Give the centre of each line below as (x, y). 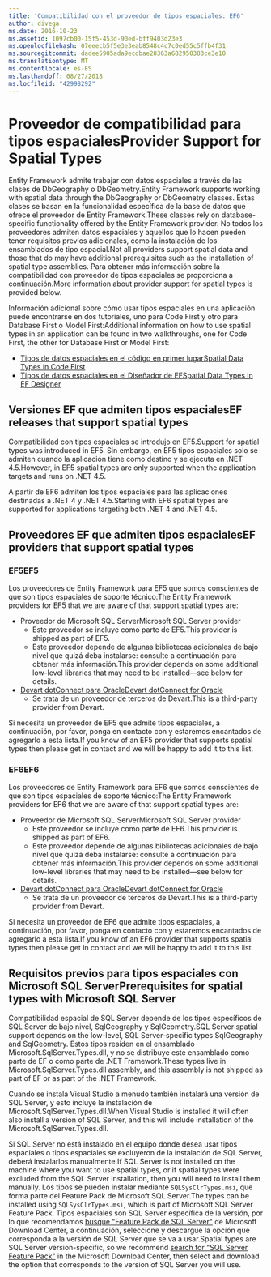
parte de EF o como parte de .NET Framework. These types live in (117, 1061)
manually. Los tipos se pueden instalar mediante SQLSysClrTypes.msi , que (131, 1187)
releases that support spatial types (98, 422)
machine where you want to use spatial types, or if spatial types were (124, 1170)
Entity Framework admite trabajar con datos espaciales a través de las (125, 181)
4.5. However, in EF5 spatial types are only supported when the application (132, 468)
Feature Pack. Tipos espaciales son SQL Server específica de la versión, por (136, 1213)
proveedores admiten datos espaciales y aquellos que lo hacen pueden (127, 233)
